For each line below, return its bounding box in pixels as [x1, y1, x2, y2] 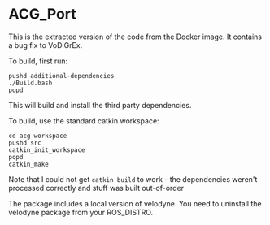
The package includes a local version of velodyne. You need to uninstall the [8, 198, 262, 208]
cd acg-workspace [8, 132, 67, 140]
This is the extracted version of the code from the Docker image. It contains [8, 32, 263, 41]
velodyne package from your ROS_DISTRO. [8, 207, 154, 217]
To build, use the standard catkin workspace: [8, 115, 160, 126]
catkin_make [8, 160, 49, 168]
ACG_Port [8, 5, 77, 24]
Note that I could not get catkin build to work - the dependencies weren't [8, 174, 258, 184]
